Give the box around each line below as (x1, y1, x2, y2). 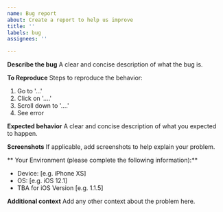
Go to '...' (16, 87, 43, 95)
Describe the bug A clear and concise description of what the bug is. (7, 60, 203, 69)
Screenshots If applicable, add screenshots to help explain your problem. (7, 143, 215, 151)
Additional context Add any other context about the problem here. (7, 197, 196, 206)
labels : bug (7, 29, 41, 36)
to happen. (7, 130, 38, 138)
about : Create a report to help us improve (7, 16, 134, 23)
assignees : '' (7, 36, 48, 43)
